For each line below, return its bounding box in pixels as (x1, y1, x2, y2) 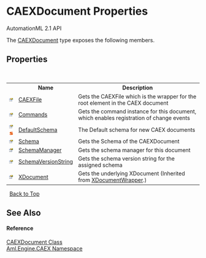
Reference (6, 225, 34, 232)
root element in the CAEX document (78, 99, 169, 107)
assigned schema (78, 161, 123, 169)
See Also (6, 207, 41, 218)
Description (122, 84, 153, 91)
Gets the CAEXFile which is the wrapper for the (78, 93, 197, 100)
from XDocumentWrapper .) (78, 176, 147, 183)
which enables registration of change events (78, 114, 190, 121)
